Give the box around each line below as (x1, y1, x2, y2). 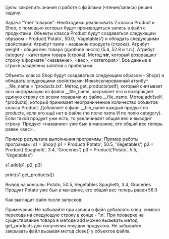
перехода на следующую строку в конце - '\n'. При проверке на (5, 212, 144, 218)
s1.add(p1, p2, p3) (5, 162, 42, 168)
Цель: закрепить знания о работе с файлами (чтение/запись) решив (5, 5, 152, 10)
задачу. (5, 10, 22, 16)
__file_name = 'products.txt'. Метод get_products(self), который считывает (5, 83, 163, 89)
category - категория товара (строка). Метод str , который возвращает (5, 52, 157, 58)
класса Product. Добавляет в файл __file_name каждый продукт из (5, 105, 148, 110)
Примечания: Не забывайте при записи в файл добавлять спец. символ (5, 207, 160, 212)
